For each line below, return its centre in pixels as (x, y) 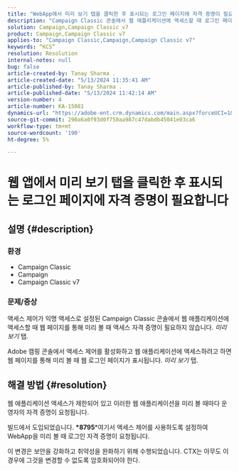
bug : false (23, 67)
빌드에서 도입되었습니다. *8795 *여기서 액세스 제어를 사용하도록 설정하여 (108, 428)
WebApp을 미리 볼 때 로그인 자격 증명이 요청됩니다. (79, 436)
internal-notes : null (39, 60)
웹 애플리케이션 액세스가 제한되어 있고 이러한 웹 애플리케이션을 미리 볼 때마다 (114, 404)
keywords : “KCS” (31, 47)
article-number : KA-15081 (46, 107)
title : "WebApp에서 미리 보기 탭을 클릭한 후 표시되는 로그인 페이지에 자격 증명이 (114, 14)
